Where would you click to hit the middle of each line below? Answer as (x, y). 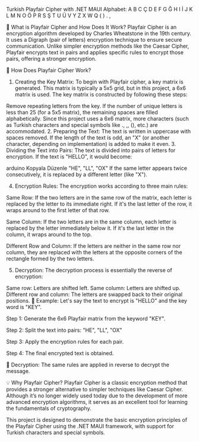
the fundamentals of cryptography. (49, 408)
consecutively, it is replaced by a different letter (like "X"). (77, 175)
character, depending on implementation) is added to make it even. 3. (91, 144)
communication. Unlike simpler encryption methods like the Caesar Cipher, (98, 46)
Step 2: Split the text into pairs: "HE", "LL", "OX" (64, 330)
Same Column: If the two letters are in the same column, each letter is (91, 222)
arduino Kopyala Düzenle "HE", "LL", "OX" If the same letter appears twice (97, 168)
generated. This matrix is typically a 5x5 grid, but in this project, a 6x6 (100, 88)
